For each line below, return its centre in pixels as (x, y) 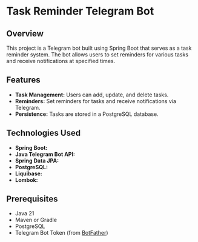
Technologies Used (43, 133)
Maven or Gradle (36, 220)
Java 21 (25, 213)
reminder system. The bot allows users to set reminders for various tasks (97, 55)
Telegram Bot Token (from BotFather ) (61, 233)
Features (23, 80)
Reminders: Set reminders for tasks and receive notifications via (96, 101)
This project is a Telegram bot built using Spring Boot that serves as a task (99, 48)
